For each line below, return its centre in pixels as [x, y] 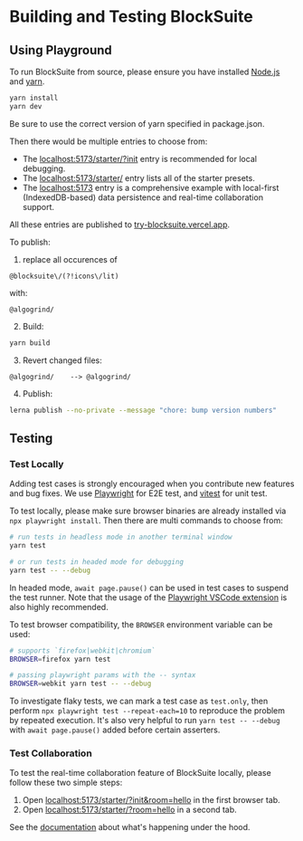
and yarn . [27, 81]
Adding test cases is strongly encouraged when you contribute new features [152, 484]
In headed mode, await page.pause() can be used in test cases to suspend [149, 588]
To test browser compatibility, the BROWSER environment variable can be [141, 624]
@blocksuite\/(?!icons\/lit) [64, 276]
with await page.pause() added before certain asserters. [115, 730]
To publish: [30, 242]
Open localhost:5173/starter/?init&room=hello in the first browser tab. [151, 800]
